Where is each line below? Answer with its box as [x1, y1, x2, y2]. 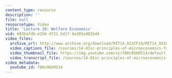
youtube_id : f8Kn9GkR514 [10, 65, 63, 70]
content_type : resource [5, 7, 56, 13]
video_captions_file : [10, 46, 56, 51]
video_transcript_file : [10, 55, 60, 61]
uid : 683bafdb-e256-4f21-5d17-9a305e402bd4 [5, 31, 100, 36]
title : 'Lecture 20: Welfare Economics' [5, 27, 93, 32]
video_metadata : [5, 60, 40, 65]
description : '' [5, 12, 40, 17]
